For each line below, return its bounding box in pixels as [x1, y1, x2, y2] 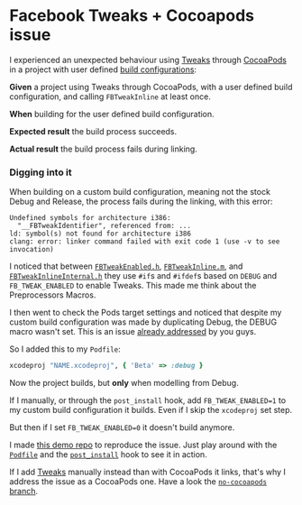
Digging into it [9, 166, 72, 179]
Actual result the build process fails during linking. [9, 143, 198, 154]
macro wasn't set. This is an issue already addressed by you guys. [9, 326, 257, 337]
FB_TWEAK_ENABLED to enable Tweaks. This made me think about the [9, 280, 257, 291]
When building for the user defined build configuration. [9, 108, 215, 119]
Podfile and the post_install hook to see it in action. [9, 449, 207, 460]
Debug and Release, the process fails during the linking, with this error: [9, 196, 273, 207]
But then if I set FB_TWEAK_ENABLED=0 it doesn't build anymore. [9, 422, 235, 433]
